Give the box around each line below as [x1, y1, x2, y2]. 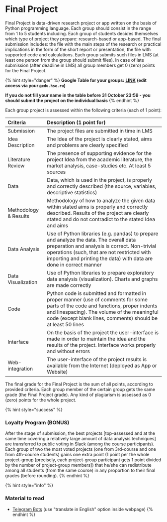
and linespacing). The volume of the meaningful [47, 308, 159, 315]
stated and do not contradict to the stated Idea [47, 216, 156, 223]
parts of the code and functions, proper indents [47, 302, 158, 309]
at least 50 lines [47, 321, 84, 328]
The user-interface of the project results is [47, 356, 147, 363]
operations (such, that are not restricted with [47, 249, 151, 256]
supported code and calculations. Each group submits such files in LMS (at [5, 51, 159, 58]
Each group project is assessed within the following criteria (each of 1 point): [5, 107, 162, 113]
